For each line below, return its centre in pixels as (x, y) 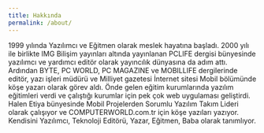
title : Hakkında (35, 15)
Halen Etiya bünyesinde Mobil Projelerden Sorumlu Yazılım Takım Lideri (123, 104)
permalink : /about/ (40, 23)
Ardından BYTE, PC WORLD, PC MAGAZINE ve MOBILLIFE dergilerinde (123, 70)
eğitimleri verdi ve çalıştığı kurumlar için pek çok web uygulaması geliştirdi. (129, 95)
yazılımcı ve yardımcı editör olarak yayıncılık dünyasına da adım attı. (118, 62)
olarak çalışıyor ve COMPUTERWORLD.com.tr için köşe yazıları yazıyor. (123, 112)
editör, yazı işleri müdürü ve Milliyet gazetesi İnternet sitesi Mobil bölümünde (132, 79)
